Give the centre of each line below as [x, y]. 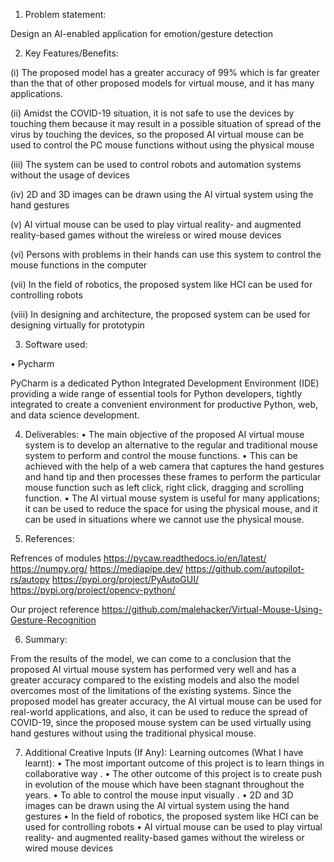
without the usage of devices [70, 175]
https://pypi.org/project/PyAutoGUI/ [125, 579]
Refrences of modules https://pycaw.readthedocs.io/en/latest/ [138, 558]
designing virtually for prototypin [77, 325]
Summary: [46, 639]
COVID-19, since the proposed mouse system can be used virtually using [161, 722]
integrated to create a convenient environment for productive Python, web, [164, 404]
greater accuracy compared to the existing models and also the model [155, 680]
